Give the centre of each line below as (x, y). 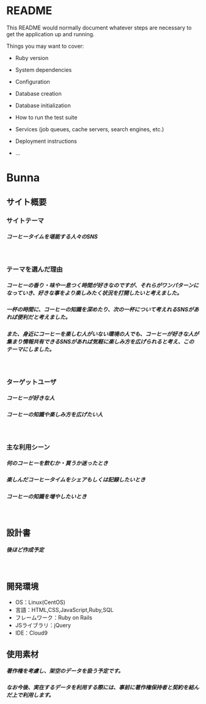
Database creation (39, 93)
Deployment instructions (46, 141)
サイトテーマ (25, 221)
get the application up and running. (50, 34)
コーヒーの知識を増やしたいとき (46, 496)
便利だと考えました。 (44, 317)
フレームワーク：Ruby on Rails (54, 618)
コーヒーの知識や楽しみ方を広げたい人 (54, 414)
